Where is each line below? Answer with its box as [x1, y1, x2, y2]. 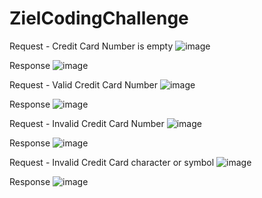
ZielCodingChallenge [9, 7, 189, 30]
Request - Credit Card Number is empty [9, 40, 174, 52]
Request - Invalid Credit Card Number [9, 117, 165, 129]
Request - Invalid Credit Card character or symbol [9, 156, 215, 168]
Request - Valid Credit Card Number [9, 78, 159, 91]
